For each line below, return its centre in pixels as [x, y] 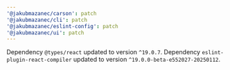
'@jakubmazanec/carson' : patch [52, 13]
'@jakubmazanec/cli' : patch [47, 20]
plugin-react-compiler [39, 60]
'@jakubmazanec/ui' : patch [45, 33]
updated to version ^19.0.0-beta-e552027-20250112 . [147, 60]
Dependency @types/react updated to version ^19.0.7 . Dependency [104, 52]
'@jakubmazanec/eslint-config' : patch [62, 26]
